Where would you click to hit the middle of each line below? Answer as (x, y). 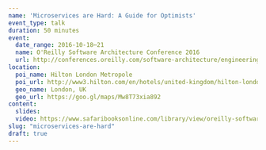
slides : (28, 112)
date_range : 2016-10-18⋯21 (60, 45)
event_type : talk (37, 23)
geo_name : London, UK (51, 89)
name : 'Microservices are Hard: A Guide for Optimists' (102, 15)
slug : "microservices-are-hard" (61, 126)
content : (23, 104)
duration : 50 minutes (44, 30)
